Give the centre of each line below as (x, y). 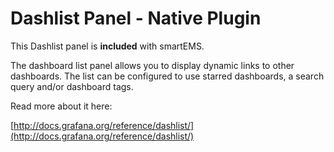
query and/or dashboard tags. (72, 86)
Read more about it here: (61, 106)
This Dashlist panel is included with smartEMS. (107, 46)
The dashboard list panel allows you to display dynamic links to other (152, 65)
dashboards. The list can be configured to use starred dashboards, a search (167, 76)
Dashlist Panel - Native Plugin (136, 18)
